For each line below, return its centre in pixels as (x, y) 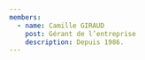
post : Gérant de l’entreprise (81, 34)
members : (25, 17)
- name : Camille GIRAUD (61, 26)
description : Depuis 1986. (75, 42)
